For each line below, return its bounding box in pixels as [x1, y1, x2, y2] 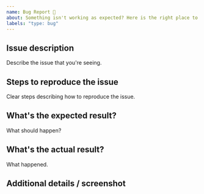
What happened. [6, 160, 48, 168]
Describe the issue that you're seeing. [6, 59, 102, 66]
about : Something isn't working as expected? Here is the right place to [6, 15, 199, 21]
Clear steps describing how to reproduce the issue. [6, 93, 136, 100]
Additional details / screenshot [6, 178, 126, 189]
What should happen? [6, 126, 62, 134]
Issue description [6, 43, 75, 53]
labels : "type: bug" [6, 20, 59, 26]
